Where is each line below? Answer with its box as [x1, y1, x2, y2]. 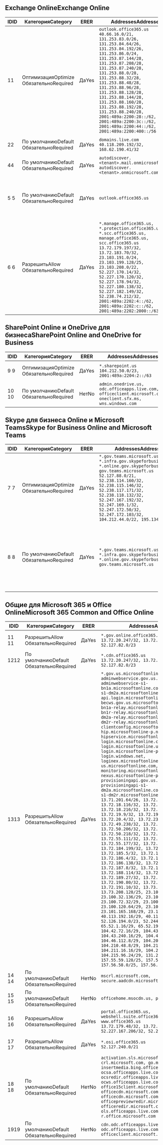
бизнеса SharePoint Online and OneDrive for [5, 331, 142, 339]
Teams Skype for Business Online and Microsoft [5, 423, 152, 432]
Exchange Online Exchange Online [5, 4, 110, 12]
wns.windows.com [99, 401, 137, 406]
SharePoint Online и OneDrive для [5, 323, 111, 332]
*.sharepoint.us [99, 363, 137, 369]
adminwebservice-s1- [101, 681, 148, 686]
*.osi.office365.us [101, 1039, 146, 1045]
